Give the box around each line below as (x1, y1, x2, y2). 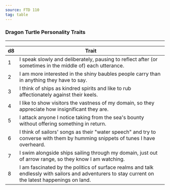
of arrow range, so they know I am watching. (19, 155, 125, 162)
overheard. (19, 141, 46, 148)
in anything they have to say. (19, 76, 88, 83)
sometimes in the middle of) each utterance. (19, 62, 124, 69)
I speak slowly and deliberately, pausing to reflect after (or (19, 56, 158, 63)
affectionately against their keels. (19, 91, 98, 98)
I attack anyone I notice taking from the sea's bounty (19, 114, 144, 121)
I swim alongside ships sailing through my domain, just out (19, 149, 158, 156)
